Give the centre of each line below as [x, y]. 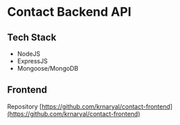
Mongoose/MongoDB [48, 68]
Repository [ [24, 106]
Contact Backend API [69, 12]
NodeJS [29, 54]
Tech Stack [32, 37]
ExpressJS [32, 61]
